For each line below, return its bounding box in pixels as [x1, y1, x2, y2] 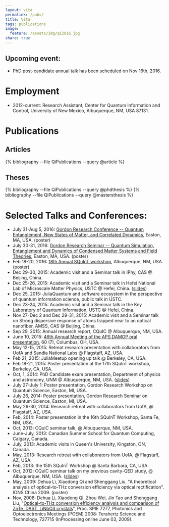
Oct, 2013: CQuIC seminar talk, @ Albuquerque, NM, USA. [12, 425, 133, 431]
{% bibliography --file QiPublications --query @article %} [5, 159, 125, 165]
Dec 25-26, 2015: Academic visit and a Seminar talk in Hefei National [12, 280, 156, 286]
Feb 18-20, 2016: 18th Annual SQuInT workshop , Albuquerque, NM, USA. [12, 259, 163, 265]
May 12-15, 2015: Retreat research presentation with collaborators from [12, 345, 160, 351]
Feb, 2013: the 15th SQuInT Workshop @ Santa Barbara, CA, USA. [12, 463, 149, 469]
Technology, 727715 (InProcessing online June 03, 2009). [12, 516, 133, 522]
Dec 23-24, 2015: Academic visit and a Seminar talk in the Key [12, 302, 142, 308]
